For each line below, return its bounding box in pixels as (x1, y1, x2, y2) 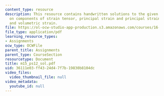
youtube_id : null (9, 83, 45, 89)
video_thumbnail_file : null (9, 75, 67, 80)
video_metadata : (5, 79, 38, 84)
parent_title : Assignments (5, 48, 60, 52)
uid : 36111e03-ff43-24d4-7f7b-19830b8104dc (5, 66, 95, 71)
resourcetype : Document (5, 57, 54, 62)
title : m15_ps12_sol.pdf (5, 61, 56, 66)
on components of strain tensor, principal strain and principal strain (9, 16, 161, 21)
